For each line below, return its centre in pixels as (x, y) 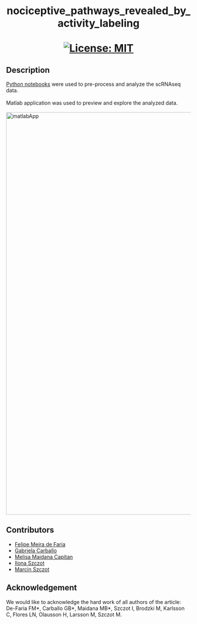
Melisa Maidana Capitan (44, 556)
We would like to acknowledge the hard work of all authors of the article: (94, 602)
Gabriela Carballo (36, 550)
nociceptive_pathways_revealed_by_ (98, 11)
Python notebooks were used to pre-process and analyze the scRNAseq (94, 84)
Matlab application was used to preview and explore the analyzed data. (92, 103)
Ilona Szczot (30, 563)
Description (28, 70)
